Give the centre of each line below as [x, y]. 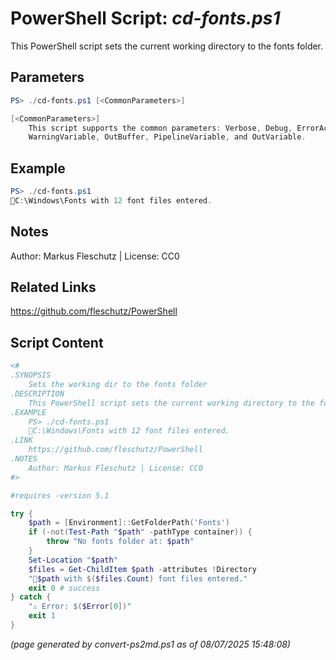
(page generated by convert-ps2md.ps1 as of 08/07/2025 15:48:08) [150, 644]
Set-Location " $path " [73, 560]
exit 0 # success [64, 588]
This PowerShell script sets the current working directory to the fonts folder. [167, 46]
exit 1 [42, 616]
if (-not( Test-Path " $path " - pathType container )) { [140, 532]
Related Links [53, 287]
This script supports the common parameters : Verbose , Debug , [160, 128]
